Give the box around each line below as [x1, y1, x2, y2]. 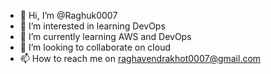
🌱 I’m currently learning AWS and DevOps [19, 31, 192, 42]
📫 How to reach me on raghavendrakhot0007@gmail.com [19, 53, 262, 64]
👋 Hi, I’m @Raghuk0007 [19, 10, 118, 21]
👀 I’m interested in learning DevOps [19, 20, 166, 32]
